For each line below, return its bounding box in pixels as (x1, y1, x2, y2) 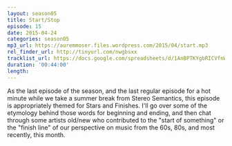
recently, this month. (7, 130, 66, 138)
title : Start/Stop (7, 17, 60, 23)
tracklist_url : (7, 55, 51, 62)
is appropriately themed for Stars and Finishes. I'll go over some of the (7, 101, 208, 109)
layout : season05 (7, 10, 57, 17)
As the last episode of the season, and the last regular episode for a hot (7, 87, 211, 95)
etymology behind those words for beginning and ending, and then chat (7, 108, 212, 117)
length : (7, 67, 30, 74)
